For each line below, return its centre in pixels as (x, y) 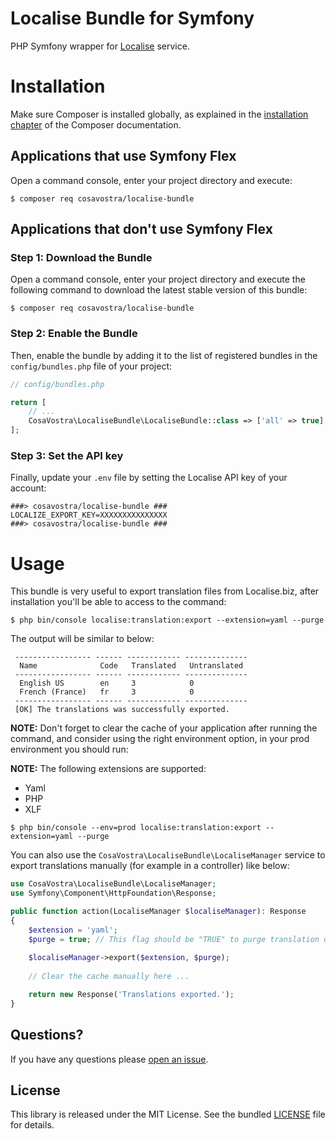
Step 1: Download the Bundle (81, 257)
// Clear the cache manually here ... (109, 977)
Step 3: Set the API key (67, 455)
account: (28, 488)
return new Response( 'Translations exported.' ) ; (131, 995)
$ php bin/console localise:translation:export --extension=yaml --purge (167, 620)
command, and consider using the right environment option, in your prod (160, 739)
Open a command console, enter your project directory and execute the (158, 279)
